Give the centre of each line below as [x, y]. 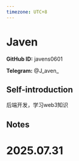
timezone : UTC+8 [27, 12]
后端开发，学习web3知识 [37, 105]
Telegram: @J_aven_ [33, 70]
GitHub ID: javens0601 [34, 59]
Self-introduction [40, 90]
